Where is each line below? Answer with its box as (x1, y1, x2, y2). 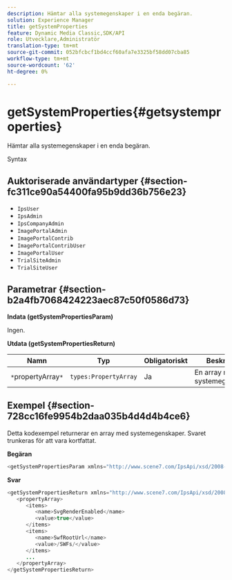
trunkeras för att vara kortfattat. (7, 436, 97, 444)
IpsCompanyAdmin (17, 220, 64, 227)
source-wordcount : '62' (7, 62, 76, 69)
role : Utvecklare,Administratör (7, 36, 100, 43)
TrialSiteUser (17, 265, 58, 272)
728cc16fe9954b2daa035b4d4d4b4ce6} (7, 410, 191, 423)
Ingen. (7, 326, 26, 335)
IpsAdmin (17, 213, 43, 220)
